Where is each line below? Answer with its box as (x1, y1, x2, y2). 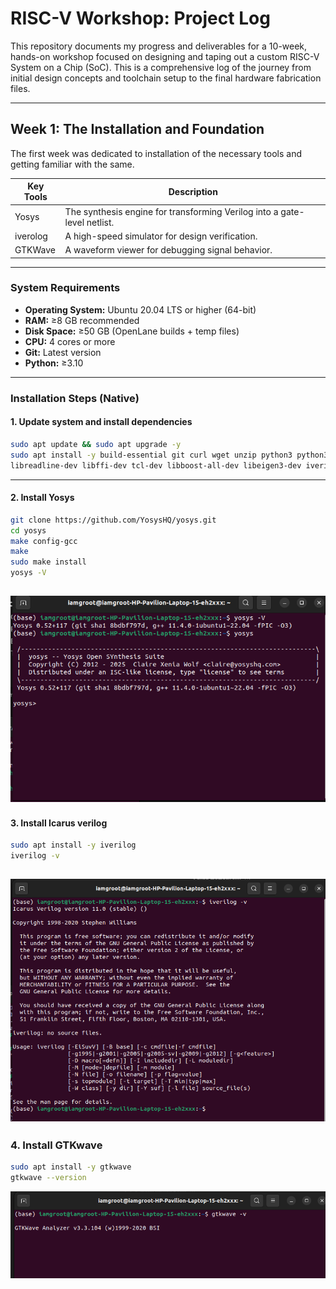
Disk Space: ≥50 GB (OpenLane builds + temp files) (24, 325, 240, 337)
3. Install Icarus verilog (10, 817, 108, 829)
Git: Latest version (24, 346, 102, 358)
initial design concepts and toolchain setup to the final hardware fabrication (10, 72, 322, 84)
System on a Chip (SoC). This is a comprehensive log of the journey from (10, 61, 312, 73)
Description (168, 185, 218, 197)
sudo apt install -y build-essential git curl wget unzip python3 (10, 450, 293, 460)
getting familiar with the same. (10, 158, 135, 170)
